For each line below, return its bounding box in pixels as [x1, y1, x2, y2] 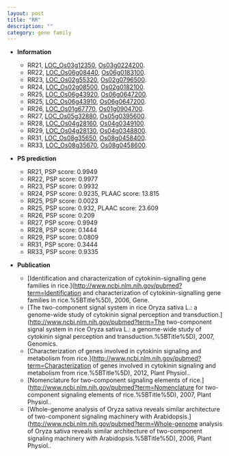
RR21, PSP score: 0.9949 [27, 168, 98, 176]
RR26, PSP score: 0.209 [27, 212, 95, 220]
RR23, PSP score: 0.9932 [27, 182, 99, 190]
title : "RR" [7, 16, 41, 23]
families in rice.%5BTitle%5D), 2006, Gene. [27, 296, 150, 305]
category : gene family [7, 29, 72, 36]
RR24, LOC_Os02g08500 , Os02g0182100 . [27, 83, 146, 91]
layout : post [7, 10, 44, 17]
